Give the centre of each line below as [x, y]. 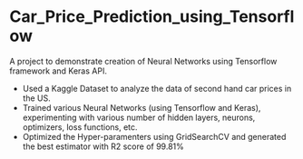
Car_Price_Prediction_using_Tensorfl [152, 17]
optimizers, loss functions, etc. [80, 127]
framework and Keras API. [58, 71]
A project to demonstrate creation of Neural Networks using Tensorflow [143, 61]
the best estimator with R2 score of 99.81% [103, 146]
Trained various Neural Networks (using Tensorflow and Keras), [142, 107]
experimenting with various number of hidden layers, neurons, [139, 117]
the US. [37, 98]
